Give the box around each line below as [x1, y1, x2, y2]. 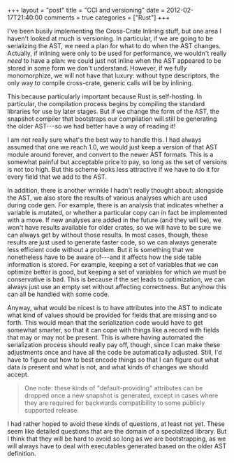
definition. [7, 450, 36, 457]
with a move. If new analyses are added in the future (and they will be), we [7, 216, 221, 224]
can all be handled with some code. [7, 290, 110, 298]
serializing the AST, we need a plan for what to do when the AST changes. [7, 42, 221, 50]
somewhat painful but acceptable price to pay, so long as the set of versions [7, 158, 228, 166]
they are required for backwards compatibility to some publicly [24, 399, 205, 407]
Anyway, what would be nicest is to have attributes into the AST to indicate [7, 304, 222, 311]
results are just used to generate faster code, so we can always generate [7, 238, 217, 247]
